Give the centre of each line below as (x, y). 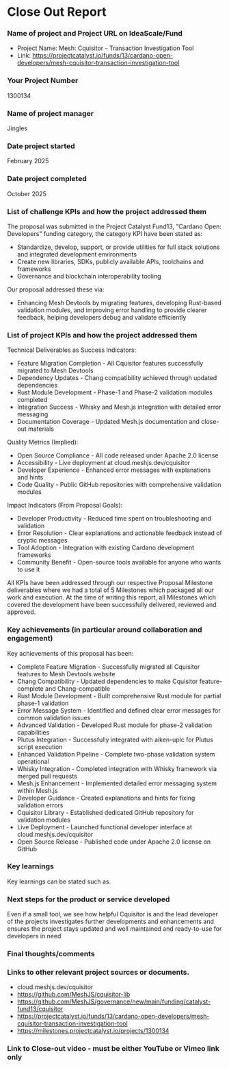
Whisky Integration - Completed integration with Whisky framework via (117, 768)
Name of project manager (51, 113)
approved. (22, 612)
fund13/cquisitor (40, 1009)
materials (41, 429)
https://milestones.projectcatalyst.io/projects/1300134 (93, 1031)
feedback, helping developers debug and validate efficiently (102, 317)
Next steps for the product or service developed (89, 899)
